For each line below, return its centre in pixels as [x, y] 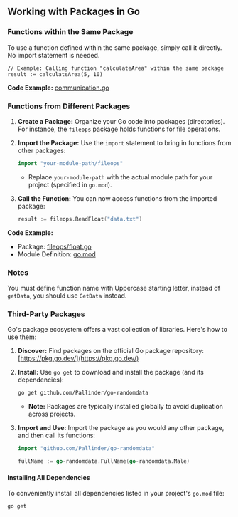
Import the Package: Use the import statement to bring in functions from [124, 142]
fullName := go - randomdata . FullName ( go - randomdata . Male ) [104, 461]
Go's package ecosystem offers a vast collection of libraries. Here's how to [117, 330]
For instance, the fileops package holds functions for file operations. [119, 129]
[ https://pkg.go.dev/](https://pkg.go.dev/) [78, 358]
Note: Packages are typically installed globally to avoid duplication [126, 407]
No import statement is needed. [54, 55]
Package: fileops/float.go [54, 246]
